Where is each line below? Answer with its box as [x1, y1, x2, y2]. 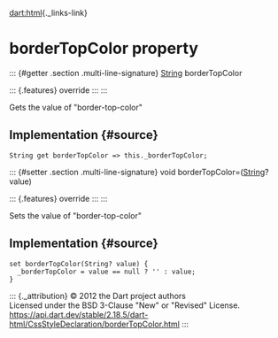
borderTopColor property [9, 39, 199, 58]
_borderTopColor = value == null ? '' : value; [17, 267, 197, 276]
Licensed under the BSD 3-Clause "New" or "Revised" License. [9, 300, 241, 311]
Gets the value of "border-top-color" [9, 102, 143, 112]
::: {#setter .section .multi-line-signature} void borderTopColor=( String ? [9, 166, 269, 177]
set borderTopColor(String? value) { [9, 259, 149, 268]
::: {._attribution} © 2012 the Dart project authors [9, 290, 186, 301]
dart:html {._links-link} [9, 8, 89, 18]
